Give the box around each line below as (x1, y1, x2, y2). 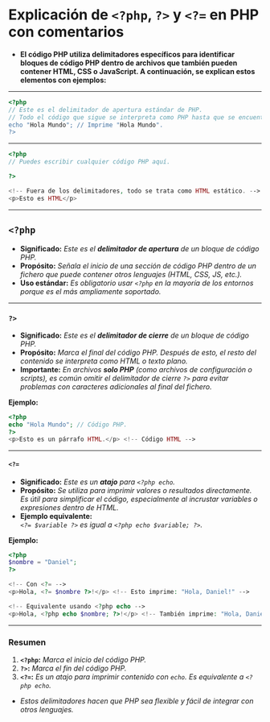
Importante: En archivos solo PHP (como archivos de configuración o (19, 364, 253, 374)
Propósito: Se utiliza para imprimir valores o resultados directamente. (19, 485, 252, 495)
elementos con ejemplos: (19, 75, 107, 85)
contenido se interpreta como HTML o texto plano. (19, 356, 188, 366)
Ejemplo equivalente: (19, 511, 92, 521)
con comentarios (8, 23, 125, 41)
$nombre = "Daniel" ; (8, 558, 78, 566)
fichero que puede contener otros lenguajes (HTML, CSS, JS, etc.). (19, 269, 243, 279)
